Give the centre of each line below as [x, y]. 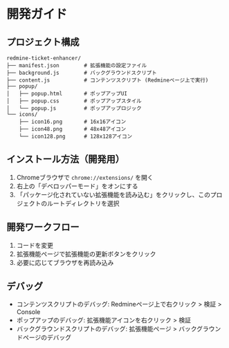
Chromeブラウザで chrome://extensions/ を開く [85, 177]
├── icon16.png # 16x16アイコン [73, 122]
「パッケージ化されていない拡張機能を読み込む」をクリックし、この [113, 194]
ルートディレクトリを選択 [83, 203]
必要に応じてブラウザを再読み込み [65, 262]
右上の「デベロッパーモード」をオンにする [77, 186]
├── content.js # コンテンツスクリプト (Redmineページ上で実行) [108, 80]
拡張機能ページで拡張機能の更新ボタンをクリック [86, 254]
